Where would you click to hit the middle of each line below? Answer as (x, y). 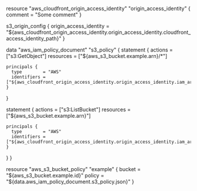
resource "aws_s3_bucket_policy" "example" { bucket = (73, 169)
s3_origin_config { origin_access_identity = (58, 26)
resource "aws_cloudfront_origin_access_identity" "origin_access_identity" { (98, 8)
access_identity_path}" (34, 38)
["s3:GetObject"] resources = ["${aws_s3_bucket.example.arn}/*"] (87, 56)
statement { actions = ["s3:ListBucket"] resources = (68, 110)
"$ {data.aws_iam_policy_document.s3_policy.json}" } (70, 182)
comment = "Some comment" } (44, 15)
